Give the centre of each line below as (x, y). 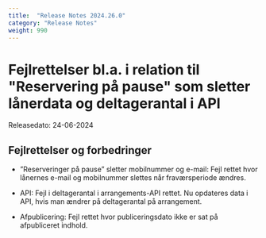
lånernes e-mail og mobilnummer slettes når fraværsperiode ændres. (133, 178)
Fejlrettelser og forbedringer (80, 150)
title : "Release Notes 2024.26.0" (67, 15)
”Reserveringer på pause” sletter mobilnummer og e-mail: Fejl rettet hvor (139, 169)
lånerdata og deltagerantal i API (114, 103)
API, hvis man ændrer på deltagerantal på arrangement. (111, 202)
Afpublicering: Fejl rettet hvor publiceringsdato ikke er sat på (119, 217)
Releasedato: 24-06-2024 (51, 125)
